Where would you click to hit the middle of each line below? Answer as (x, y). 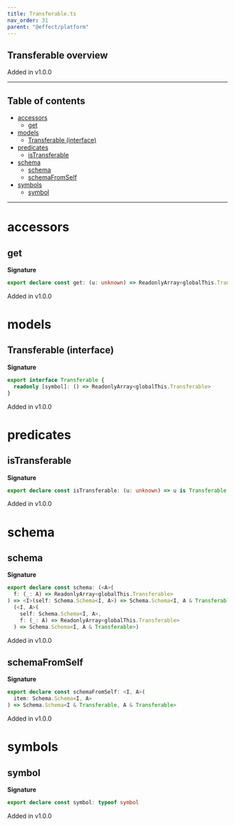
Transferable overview (58, 55)
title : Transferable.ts (42, 14)
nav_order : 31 (28, 20)
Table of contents (46, 101)
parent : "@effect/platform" (48, 27)
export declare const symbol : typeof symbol (73, 802)
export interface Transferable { (56, 380)
